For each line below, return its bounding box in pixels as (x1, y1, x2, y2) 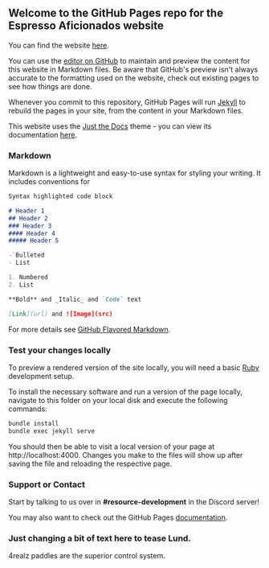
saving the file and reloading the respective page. (8, 459, 173, 468)
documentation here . (8, 130, 78, 139)
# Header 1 (8, 207, 45, 215)
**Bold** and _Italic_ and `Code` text (8, 295, 142, 303)
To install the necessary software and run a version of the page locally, (8, 386, 243, 397)
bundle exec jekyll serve (8, 426, 95, 435)
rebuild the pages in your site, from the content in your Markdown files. (8, 105, 243, 115)
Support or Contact (8, 479, 86, 490)
